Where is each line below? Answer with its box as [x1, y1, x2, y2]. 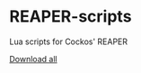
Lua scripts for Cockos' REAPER [9, 36, 128, 47]
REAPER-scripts [9, 6, 132, 27]
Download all [9, 53, 57, 64]
